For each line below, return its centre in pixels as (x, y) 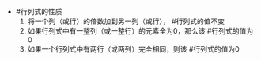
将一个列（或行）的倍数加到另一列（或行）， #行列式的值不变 (126, 21)
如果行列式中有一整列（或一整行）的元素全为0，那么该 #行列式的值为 (140, 31)
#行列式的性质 (39, 11)
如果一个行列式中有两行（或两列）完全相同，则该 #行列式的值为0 (133, 49)
